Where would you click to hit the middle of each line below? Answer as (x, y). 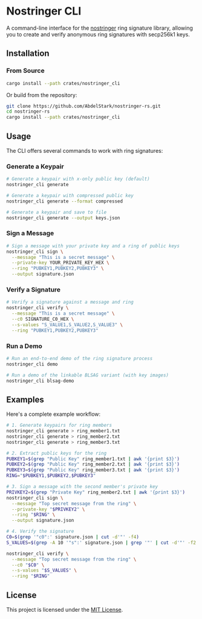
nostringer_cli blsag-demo (40, 381)
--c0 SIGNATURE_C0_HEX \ (43, 319)
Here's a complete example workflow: (54, 414)
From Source (25, 71)
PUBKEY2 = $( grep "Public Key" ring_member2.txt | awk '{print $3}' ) (93, 464)
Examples (25, 399)
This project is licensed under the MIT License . (65, 610)
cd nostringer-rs (28, 112)
